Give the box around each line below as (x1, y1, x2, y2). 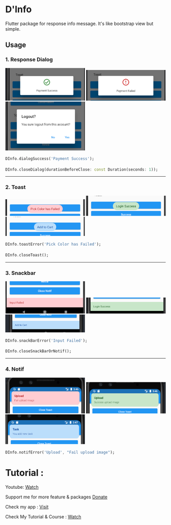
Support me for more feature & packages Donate (5, 494, 108, 500)
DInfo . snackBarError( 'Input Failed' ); (5, 338, 88, 343)
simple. (5, 26, 21, 32)
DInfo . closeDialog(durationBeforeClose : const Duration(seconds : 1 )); (5, 167, 158, 172)
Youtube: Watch (5, 484, 39, 490)
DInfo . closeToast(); (5, 252, 49, 257)
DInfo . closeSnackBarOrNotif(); (5, 349, 72, 354)
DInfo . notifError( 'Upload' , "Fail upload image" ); (5, 449, 115, 455)
